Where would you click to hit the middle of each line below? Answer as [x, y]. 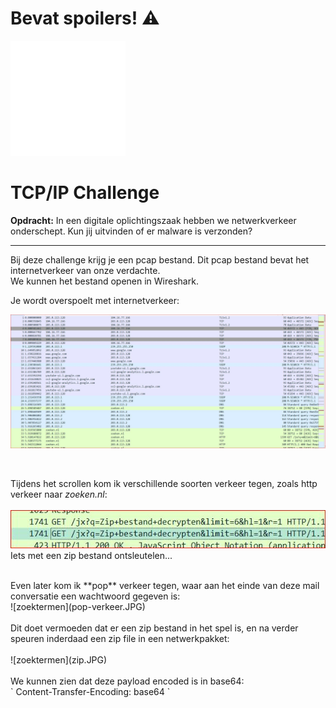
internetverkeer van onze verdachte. [85, 270]
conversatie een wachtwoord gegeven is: [95, 596]
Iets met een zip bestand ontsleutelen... [91, 556]
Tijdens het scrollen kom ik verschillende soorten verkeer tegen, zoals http [164, 484]
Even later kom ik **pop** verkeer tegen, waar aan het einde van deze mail [165, 586]
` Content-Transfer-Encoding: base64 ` [90, 692]
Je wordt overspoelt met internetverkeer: [95, 300]
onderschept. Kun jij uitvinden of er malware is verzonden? [131, 231]
